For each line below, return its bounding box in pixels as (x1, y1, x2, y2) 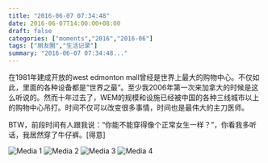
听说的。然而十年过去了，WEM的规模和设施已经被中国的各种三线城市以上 (15, 93, 260, 102)
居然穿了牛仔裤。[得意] (29, 130, 107, 140)
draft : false (8, 27, 52, 35)
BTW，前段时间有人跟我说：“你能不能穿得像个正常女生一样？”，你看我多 (8, 120, 250, 129)
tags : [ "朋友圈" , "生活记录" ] (8, 42, 98, 50)
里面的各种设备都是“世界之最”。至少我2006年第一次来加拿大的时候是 (22, 82, 252, 92)
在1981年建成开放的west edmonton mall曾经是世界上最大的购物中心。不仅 (8, 73, 253, 81)
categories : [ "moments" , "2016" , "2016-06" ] (8, 34, 153, 43)
